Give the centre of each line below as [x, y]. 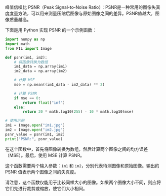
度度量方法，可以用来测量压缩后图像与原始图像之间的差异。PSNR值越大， [80, 13]
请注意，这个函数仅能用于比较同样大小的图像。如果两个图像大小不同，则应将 [83, 182]
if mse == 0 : [27, 98]
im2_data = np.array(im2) [41, 71]
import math [17, 44]
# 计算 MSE [24, 80]
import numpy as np [25, 39]
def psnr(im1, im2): [26, 57]
